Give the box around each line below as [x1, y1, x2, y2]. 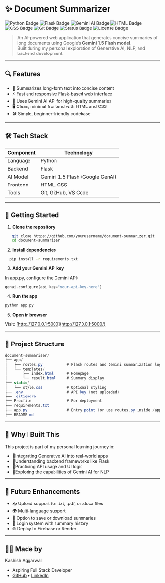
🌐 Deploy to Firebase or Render [12, 526, 77, 531]
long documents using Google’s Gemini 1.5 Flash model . [17, 40, 132, 46]
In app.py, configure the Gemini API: [5, 275, 78, 281]
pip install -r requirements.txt [9, 257, 78, 262]
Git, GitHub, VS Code [40, 189, 89, 196]
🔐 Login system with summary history [12, 520, 89, 526]
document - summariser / [5, 353, 50, 358]
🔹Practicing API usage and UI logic [12, 463, 83, 469]
